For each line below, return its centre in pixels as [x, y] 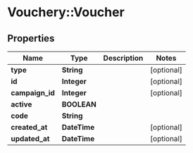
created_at [29, 127]
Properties [31, 38]
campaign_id [33, 93]
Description [123, 58]
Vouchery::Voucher [66, 12]
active [21, 104]
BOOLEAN [79, 104]
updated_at [30, 139]
